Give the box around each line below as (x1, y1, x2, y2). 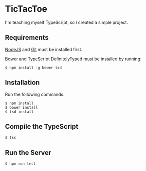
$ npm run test (5, 161, 36, 166)
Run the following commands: (5, 91, 65, 97)
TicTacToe (5, 3, 48, 15)
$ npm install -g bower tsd (5, 65, 62, 70)
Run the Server (5, 148, 52, 156)
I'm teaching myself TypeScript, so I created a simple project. (5, 19, 128, 25)
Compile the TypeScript (5, 122, 79, 131)
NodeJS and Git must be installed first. (5, 46, 83, 52)
